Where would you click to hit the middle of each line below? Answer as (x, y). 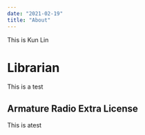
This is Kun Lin (28, 39)
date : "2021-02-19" (35, 13)
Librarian (33, 67)
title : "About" (29, 20)
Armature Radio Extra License (72, 108)
